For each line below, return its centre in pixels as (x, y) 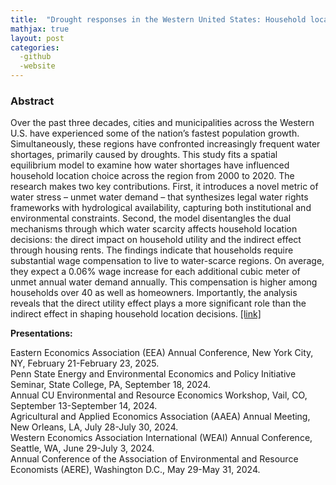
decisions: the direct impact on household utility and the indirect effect (156, 240)
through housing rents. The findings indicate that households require (152, 250)
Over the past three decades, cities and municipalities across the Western (162, 123)
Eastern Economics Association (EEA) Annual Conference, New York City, (162, 353)
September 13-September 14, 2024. (84, 406)
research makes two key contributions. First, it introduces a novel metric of (164, 187)
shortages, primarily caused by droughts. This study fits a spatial (144, 155)
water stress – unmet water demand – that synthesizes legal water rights (159, 197)
